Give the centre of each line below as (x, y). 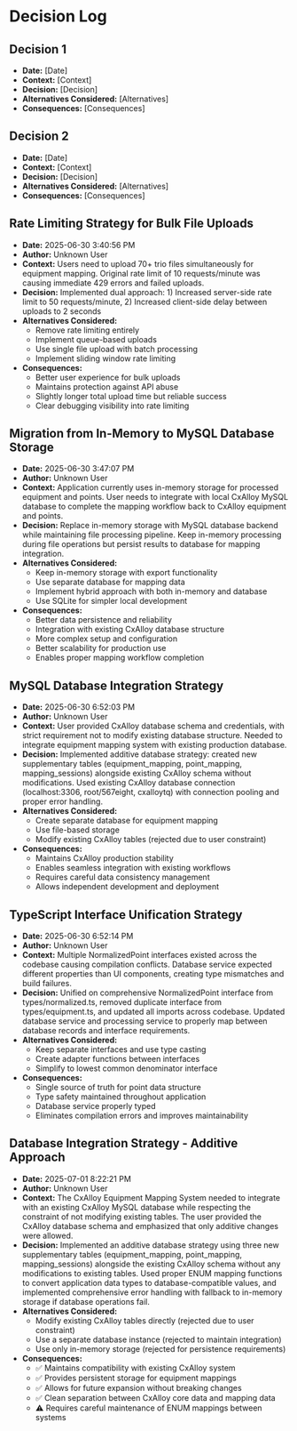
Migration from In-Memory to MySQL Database (142, 434)
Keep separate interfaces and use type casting (121, 1049)
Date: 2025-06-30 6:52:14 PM (78, 937)
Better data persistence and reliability (104, 620)
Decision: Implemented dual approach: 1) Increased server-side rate (147, 292)
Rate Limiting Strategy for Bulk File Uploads (132, 224)
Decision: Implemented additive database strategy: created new (139, 754)
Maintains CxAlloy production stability (105, 858)
